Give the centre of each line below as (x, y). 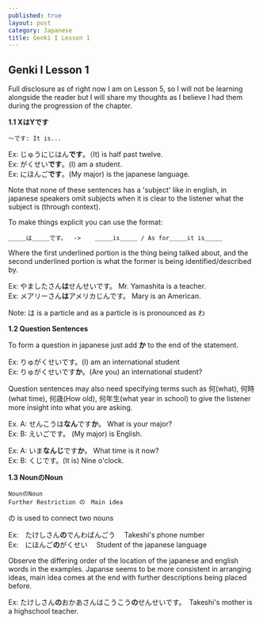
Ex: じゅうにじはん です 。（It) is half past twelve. (86, 155)
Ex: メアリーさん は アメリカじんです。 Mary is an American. (105, 296)
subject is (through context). (55, 207)
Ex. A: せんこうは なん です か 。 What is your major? (90, 424)
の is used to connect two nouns (61, 518)
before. (20, 586)
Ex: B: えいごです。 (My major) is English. (75, 434)
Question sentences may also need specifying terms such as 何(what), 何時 (131, 389)
